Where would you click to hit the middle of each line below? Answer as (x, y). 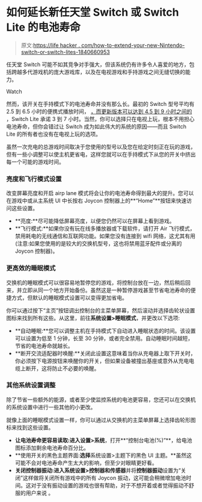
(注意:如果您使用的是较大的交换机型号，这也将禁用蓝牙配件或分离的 (98, 244)
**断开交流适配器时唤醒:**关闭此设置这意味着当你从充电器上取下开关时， (105, 353)
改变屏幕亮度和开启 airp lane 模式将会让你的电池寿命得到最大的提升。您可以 (100, 193)
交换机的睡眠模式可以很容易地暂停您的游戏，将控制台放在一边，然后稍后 (96, 282)
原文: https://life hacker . (50, 45)
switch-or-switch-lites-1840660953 (65, 52)
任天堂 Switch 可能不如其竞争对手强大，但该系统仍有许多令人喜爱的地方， (98, 64)
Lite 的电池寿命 (43, 27)
